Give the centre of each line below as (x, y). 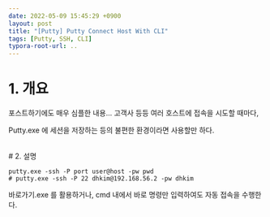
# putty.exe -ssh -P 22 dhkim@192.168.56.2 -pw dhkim (101, 179)
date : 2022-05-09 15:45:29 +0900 (65, 16)
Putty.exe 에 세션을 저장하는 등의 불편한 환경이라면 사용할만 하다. (111, 130)
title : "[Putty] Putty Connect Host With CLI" (88, 31)
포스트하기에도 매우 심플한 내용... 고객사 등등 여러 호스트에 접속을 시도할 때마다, (134, 113)
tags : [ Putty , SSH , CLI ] (50, 39)
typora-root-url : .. (43, 46)
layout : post (30, 24)
